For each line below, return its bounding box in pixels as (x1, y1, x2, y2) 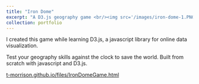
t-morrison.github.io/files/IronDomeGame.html (6, 72, 120, 79)
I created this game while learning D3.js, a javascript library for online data (6, 36, 188, 43)
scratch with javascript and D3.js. (6, 60, 88, 67)
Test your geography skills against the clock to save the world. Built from (6, 54, 184, 61)
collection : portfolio (6, 20, 62, 25)
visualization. (6, 42, 38, 49)
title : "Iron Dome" (6, 8, 54, 15)
